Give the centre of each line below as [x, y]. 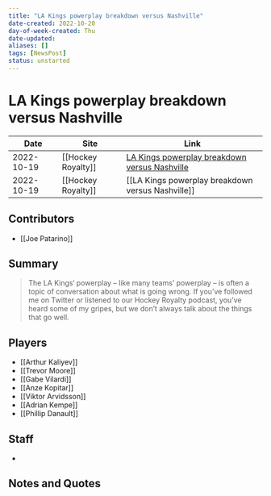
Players [28, 342]
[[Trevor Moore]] [48, 371]
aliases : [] [28, 46]
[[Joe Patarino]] [46, 238]
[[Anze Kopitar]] [47, 388]
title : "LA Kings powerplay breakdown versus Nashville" [106, 16]
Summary [33, 264]
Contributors [42, 219]
